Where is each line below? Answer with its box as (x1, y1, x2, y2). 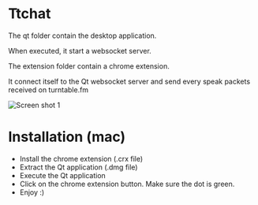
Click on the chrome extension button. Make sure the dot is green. (19, 179, 235, 188)
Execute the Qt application (19, 170, 107, 180)
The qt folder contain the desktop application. (8, 31, 157, 40)
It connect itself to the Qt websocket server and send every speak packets (8, 76, 251, 86)
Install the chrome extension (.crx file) (19, 154, 144, 163)
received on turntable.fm (8, 84, 89, 95)
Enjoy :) (19, 187, 45, 197)
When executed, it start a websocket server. (8, 46, 151, 55)
